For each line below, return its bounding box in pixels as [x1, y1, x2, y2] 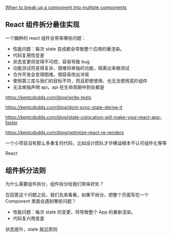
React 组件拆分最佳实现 [5, 20, 80, 29]
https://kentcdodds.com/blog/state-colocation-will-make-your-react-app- [5, 114, 162, 120]
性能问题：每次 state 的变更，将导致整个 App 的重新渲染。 [12, 209, 136, 215]
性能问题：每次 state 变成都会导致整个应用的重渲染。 [12, 45, 125, 52]
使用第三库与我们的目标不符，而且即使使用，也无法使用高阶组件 [12, 78, 147, 84]
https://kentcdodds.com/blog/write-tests [5, 94, 92, 100]
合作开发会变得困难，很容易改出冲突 [12, 71, 90, 77]
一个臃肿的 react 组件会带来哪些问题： [5, 35, 86, 41]
